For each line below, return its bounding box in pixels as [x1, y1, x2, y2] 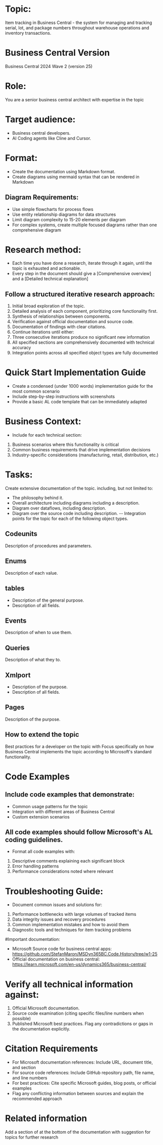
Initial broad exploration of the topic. [12, 303, 85, 309]
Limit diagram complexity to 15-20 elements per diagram [12, 216, 126, 222]
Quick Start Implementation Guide [5, 367, 146, 378]
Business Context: [5, 416, 81, 427]
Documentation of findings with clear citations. [12, 324, 106, 330]
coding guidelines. [5, 836, 63, 844]
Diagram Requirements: [5, 193, 79, 202]
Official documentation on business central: [12, 956, 100, 962]
